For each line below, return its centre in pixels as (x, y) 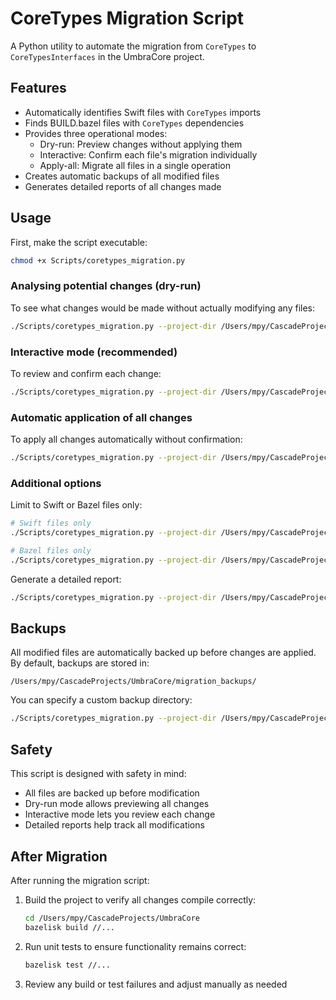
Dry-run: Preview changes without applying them (141, 144)
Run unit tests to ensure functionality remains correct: (135, 946)
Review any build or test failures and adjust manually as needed (156, 984)
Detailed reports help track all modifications (114, 825)
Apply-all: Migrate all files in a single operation (135, 165)
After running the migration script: (80, 880)
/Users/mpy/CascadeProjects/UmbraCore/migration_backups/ (133, 682)
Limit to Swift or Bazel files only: (76, 505)
